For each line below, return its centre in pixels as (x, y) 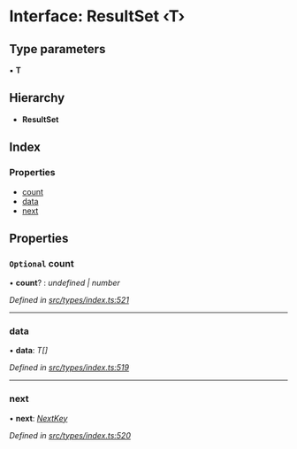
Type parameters (57, 49)
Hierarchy (37, 98)
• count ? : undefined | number (65, 283)
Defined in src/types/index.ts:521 (69, 300)
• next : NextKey (38, 418)
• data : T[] (29, 351)
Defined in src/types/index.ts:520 (70, 435)
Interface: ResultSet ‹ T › (97, 16)
